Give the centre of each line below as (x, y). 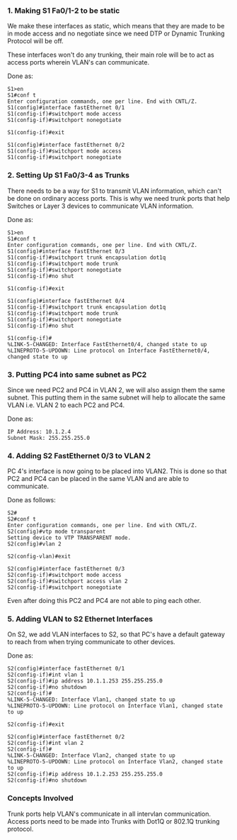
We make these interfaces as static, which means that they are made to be (116, 26)
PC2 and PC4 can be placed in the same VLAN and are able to (98, 479)
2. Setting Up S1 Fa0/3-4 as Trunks (68, 175)
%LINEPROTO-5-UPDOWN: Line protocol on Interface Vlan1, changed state (115, 706)
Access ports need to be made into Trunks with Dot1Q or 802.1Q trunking (114, 821)
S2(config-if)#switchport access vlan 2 (68, 581)
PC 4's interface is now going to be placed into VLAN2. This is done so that (117, 471)
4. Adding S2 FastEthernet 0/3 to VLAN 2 (79, 455)
